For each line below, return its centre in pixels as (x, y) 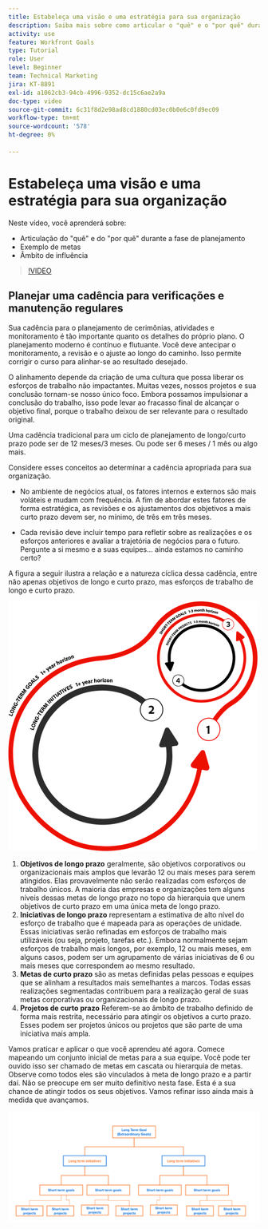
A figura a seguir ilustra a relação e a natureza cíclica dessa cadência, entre (133, 573)
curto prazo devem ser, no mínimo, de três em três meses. (116, 517)
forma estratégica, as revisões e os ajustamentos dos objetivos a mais (135, 508)
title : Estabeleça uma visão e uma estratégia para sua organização (124, 17)
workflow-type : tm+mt (44, 118)
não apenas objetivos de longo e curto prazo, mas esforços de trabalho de (131, 581)
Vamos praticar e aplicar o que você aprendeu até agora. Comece (116, 1049)
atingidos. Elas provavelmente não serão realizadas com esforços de (133, 880)
